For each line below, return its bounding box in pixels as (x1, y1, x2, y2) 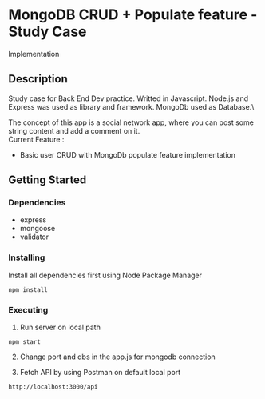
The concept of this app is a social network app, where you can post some (8, 118, 254, 127)
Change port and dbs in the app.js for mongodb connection (19, 352, 216, 361)
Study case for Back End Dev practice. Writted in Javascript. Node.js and (8, 94, 249, 103)
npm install (8, 285, 48, 293)
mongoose (19, 224, 56, 233)
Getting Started (8, 174, 87, 187)
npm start (8, 338, 42, 346)
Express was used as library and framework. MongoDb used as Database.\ (8, 102, 255, 111)
